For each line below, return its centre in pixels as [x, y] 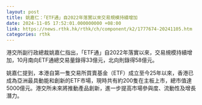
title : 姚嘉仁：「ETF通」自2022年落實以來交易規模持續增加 [72, 18]
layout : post [23, 12]
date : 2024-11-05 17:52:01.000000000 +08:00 [64, 23]
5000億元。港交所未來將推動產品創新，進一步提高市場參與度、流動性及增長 [101, 88]
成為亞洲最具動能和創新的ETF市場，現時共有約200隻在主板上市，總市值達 [99, 81]
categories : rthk [28, 35]
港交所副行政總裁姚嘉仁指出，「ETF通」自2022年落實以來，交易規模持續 [97, 53]
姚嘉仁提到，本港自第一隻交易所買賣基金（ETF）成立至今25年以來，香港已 [100, 73]
